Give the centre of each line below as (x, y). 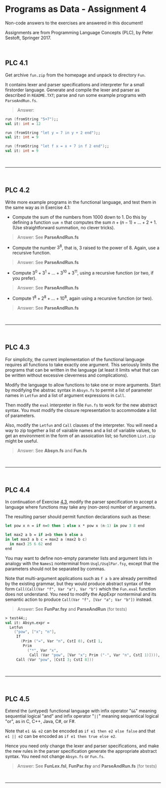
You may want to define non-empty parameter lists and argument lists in (79, 558)
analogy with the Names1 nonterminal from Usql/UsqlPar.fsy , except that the (82, 563)
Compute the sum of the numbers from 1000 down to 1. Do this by (79, 217)
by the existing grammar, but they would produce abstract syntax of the (78, 584)
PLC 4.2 (18, 190)
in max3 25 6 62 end (31, 544)
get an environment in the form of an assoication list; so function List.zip (80, 436)
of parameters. (20, 415)
